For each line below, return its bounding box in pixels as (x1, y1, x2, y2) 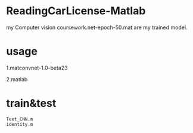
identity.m (6, 121, 33, 127)
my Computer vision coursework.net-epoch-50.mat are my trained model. (6, 24, 188, 31)
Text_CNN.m (6, 116, 33, 122)
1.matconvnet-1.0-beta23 (6, 64, 68, 71)
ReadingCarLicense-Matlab (6, 4, 146, 18)
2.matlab (6, 75, 28, 83)
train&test (6, 97, 57, 110)
